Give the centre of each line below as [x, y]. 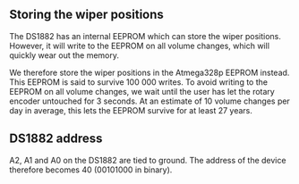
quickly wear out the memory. [64, 55]
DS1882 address [56, 139]
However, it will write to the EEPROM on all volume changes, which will [140, 46]
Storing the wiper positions [86, 15]
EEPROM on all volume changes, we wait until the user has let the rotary [142, 91]
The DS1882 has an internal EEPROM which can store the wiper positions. [145, 36]
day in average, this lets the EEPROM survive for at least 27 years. [131, 110]
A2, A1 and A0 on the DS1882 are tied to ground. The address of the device [148, 160]
